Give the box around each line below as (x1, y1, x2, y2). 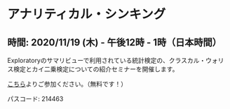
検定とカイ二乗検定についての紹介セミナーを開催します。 (13, 65, 179, 73)
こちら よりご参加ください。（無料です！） (7, 80, 128, 88)
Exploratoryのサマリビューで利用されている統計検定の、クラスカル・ (7, 57, 206, 64)
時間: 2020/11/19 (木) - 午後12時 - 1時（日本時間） (7, 36, 222, 48)
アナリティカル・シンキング (7, 6, 166, 22)
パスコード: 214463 (7, 95, 64, 103)
